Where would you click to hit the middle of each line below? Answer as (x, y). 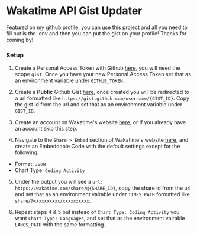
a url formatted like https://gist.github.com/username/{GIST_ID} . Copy (102, 98)
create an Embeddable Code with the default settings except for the (97, 147)
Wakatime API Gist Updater (74, 11)
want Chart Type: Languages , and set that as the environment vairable (100, 218)
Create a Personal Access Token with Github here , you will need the (97, 68)
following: (27, 152)
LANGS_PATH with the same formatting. (60, 225)
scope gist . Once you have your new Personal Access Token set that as (103, 74)
